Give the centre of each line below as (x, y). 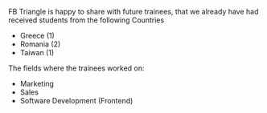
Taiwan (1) (37, 52)
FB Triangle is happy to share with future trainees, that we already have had (133, 12)
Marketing (37, 84)
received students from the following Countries (86, 20)
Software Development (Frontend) (76, 101)
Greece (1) (37, 36)
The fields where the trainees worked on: (76, 68)
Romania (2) (40, 44)
